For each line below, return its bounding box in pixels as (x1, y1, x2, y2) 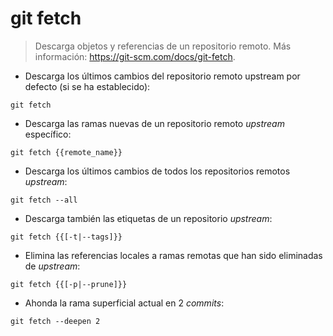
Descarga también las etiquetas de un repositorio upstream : (24, 212, 273, 224)
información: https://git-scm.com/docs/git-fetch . (34, 50, 236, 62)
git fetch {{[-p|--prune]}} (10, 279, 128, 289)
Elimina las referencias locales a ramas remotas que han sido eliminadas (24, 249, 323, 261)
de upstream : (24, 260, 81, 272)
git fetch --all (10, 195, 78, 205)
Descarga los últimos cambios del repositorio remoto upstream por (24, 70, 301, 82)
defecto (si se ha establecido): (24, 80, 151, 92)
